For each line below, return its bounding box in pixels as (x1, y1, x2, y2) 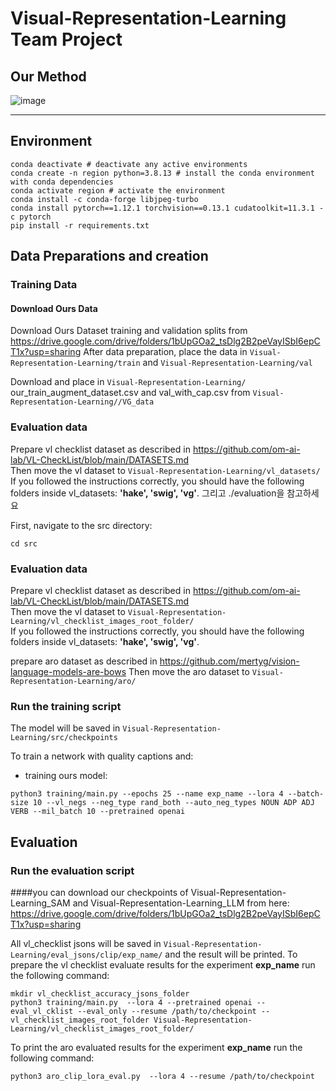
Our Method (10, 68, 87, 85)
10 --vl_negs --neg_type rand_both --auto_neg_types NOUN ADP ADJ (32, 798, 315, 808)
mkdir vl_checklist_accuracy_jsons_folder (10, 988, 190, 999)
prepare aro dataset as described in (10, 655, 158, 667)
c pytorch (10, 212, 52, 222)
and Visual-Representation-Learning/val (142, 357, 313, 369)
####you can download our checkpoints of (10, 886, 189, 898)
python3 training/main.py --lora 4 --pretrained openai (10, 997, 253, 1007)
